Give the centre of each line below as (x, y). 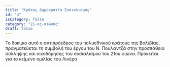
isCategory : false (25, 19)
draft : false (19, 29)
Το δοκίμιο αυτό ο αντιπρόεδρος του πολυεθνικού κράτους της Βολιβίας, (83, 43)
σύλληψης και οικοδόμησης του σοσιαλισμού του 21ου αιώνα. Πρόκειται (82, 54)
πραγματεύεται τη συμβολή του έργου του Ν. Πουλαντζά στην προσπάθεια (85, 48)
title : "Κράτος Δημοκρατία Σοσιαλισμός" (49, 10)
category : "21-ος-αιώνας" (32, 24)
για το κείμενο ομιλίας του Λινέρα (41, 59)
